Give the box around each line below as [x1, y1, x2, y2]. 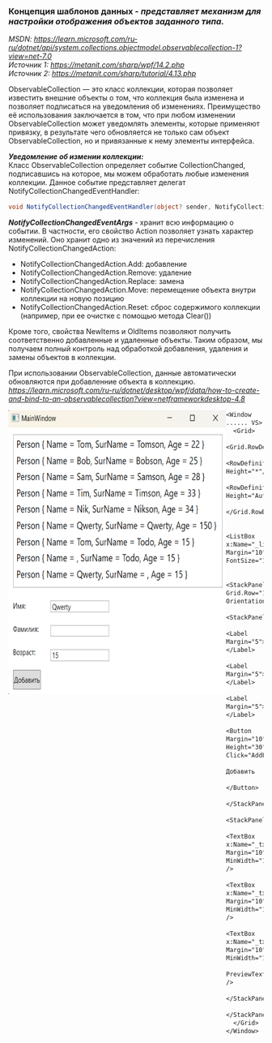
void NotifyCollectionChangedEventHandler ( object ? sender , [8, 203, 212, 212]
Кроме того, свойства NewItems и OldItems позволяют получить [8, 327, 232, 337]
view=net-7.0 [8, 51, 53, 62]
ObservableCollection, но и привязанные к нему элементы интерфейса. [8, 136, 255, 146]
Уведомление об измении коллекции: [8, 152, 144, 161]
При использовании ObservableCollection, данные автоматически [8, 368, 236, 378]
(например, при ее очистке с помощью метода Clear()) [19, 311, 212, 321]
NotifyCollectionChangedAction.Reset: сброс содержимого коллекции [19, 303, 261, 312]
